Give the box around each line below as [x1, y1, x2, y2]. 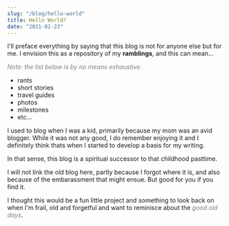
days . [7, 211, 24, 219]
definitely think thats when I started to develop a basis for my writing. [7, 141, 205, 150]
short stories [17, 84, 54, 92]
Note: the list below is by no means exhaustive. [7, 63, 142, 71]
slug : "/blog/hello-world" [7, 10, 85, 17]
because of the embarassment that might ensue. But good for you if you [7, 175, 214, 184]
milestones [17, 105, 49, 114]
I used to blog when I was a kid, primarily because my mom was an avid [7, 126, 213, 135]
